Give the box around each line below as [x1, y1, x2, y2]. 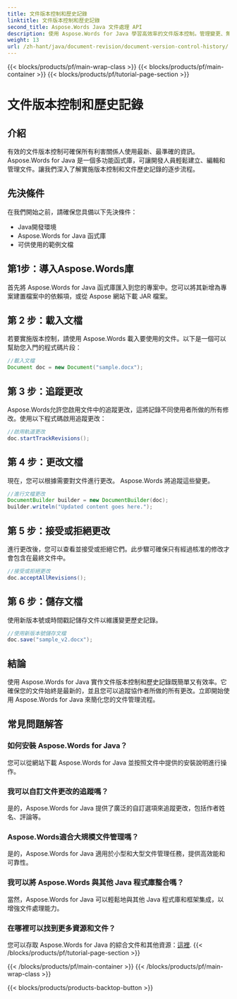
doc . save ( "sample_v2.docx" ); [7, 636, 93, 643]
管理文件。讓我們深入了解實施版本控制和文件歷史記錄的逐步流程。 [7, 165, 199, 173]
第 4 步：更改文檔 [7, 456, 83, 468]
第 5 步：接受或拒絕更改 [7, 525, 111, 537]
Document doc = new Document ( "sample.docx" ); [7, 364, 143, 371]
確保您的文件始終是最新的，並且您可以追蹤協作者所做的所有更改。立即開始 [7, 686, 224, 695]
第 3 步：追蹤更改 [7, 385, 83, 397]
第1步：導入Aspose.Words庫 [7, 263, 134, 275]
